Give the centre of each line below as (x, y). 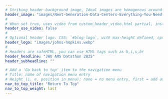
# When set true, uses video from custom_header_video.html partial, (79, 24)
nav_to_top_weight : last (31, 88)
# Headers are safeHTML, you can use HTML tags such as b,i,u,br (74, 51)
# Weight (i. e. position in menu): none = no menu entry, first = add (81, 79)
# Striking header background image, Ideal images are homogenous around (84, 10)
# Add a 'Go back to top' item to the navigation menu (63, 70)
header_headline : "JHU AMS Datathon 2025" (50, 56)
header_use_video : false (31, 28)
